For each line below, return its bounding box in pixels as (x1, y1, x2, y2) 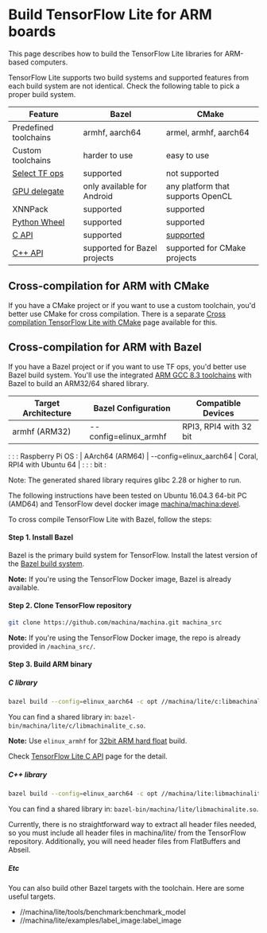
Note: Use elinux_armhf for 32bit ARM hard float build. (8, 736, 188, 746)
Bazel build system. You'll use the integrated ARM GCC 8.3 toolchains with (8, 370, 252, 380)
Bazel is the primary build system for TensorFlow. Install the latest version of (8, 550, 258, 560)
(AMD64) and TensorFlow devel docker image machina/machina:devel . (8, 499, 241, 509)
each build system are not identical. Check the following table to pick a (8, 81, 240, 91)
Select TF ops (12, 167, 64, 178)
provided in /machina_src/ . (8, 641, 95, 650)
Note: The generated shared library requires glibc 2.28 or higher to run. (8, 475, 242, 485)
